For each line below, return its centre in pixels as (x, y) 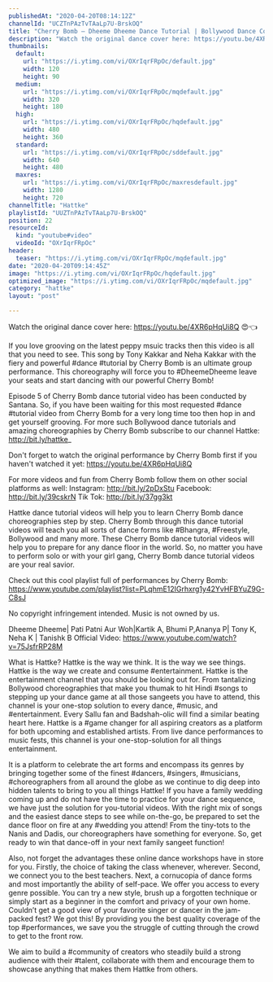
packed (21, 918)
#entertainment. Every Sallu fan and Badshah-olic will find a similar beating (134, 714)
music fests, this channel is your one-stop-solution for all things (115, 740)
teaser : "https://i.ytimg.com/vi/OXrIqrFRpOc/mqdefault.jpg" (121, 258)
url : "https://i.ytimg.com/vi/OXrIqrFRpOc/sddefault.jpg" (123, 152)
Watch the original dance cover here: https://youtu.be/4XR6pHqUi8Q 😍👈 (133, 327)
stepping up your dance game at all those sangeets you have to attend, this (134, 697)
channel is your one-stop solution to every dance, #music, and (113, 706)
